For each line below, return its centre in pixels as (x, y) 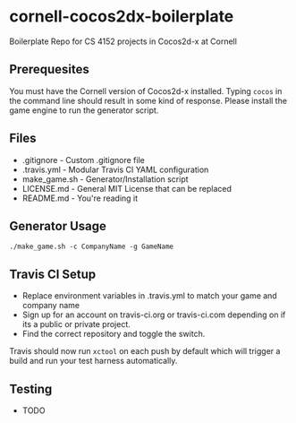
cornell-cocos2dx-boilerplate (122, 17)
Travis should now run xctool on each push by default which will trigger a (145, 351)
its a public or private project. (76, 324)
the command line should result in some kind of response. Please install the (148, 100)
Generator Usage (58, 226)
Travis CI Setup (53, 274)
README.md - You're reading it (80, 198)
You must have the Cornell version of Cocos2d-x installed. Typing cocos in (146, 91)
